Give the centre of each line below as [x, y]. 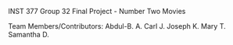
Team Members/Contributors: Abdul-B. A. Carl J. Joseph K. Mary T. [117, 26]
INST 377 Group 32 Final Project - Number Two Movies [97, 11]
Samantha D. [29, 35]
